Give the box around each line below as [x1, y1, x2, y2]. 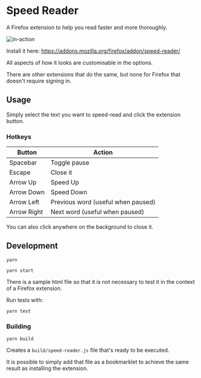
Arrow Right [9, 208, 44, 216]
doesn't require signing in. [6, 77, 71, 84]
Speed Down [50, 188, 88, 197]
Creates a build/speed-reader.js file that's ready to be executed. [6, 346, 170, 354]
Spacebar [9, 158, 38, 167]
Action [93, 148, 113, 157]
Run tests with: [6, 296, 44, 303]
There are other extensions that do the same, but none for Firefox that [6, 70, 180, 78]
